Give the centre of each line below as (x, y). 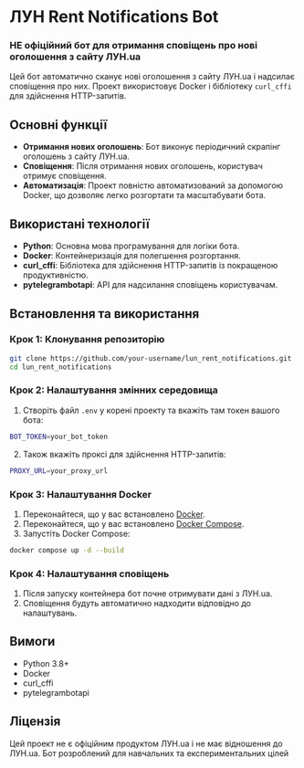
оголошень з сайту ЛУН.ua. (76, 156)
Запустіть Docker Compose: (76, 533)
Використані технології (79, 224)
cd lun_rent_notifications (61, 367)
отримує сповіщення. (64, 176)
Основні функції (58, 125)
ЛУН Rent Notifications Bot (114, 17)
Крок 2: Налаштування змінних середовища (114, 390)
